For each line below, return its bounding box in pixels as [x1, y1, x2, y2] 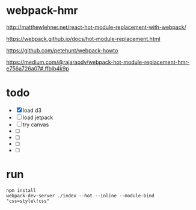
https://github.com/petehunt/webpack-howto [6, 46, 118, 54]
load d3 [22, 107, 42, 114]
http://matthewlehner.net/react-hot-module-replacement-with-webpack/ [6, 23, 186, 31]
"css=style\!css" [6, 198, 50, 204]
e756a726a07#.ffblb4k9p [6, 64, 69, 72]
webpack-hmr [6, 4, 78, 17]
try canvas [22, 121, 49, 128]
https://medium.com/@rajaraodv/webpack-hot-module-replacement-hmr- [6, 58, 190, 66]
